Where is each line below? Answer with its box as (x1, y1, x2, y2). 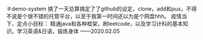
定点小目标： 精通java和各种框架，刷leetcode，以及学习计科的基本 (16, 20, 183, 27)
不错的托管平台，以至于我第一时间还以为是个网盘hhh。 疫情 (32, 13, 182, 20)
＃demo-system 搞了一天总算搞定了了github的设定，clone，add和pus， (6, 5, 187, 12)
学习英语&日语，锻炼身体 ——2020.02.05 (16, 27, 120, 35)
